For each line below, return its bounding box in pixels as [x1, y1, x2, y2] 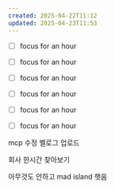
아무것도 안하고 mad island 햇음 [8, 171, 108, 181]
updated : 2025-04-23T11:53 [8, 19, 98, 27]
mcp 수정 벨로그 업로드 [8, 137, 80, 148]
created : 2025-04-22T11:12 [8, 11, 98, 20]
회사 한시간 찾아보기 [8, 155, 70, 164]
